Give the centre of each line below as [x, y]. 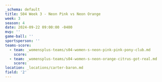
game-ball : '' [19, 37]
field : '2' [16, 72]
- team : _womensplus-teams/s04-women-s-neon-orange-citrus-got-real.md [83, 59]
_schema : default [23, 9]
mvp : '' [13, 32]
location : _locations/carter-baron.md [44, 68]
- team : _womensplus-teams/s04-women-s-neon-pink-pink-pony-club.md [80, 50]
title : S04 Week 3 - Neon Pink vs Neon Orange [53, 14]
